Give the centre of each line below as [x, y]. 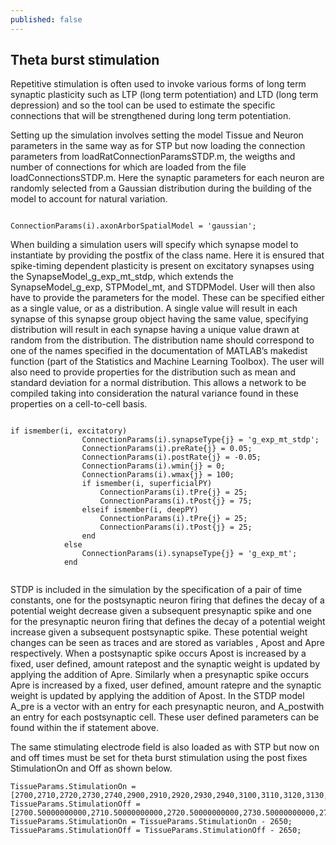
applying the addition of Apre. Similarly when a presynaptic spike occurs [160, 675]
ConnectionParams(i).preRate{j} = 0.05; [167, 449]
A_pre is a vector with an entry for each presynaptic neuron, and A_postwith [167, 707]
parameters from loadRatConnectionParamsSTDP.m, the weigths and [153, 157]
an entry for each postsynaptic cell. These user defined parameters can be [165, 717]
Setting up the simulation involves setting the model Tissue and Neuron [157, 135]
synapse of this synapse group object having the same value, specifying [159, 319]
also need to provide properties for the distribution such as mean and [153, 372]
